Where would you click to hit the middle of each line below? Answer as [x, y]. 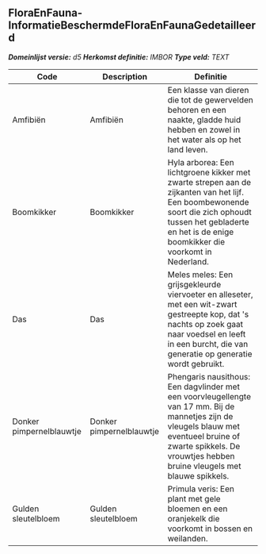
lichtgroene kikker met [209, 172]
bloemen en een [198, 509]
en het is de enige [201, 232]
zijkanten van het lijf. [205, 192]
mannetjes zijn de [200, 416]
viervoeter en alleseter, [210, 294]
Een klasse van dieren [208, 90]
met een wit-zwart [202, 304]
